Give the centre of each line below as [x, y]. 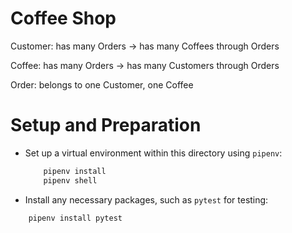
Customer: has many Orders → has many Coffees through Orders [145, 46]
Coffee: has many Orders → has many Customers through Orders [145, 65]
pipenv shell [70, 180]
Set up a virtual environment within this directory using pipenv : [153, 153]
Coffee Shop [63, 18]
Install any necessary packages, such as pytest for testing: [146, 199]
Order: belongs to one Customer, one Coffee [102, 84]
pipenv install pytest [75, 218]
